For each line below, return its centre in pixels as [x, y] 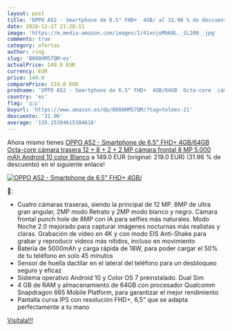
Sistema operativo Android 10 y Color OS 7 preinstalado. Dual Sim [110, 277]
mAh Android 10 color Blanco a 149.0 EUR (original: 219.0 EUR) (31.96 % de [114, 157]
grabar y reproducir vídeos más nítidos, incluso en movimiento [106, 241]
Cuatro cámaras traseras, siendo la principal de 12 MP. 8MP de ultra [114, 204]
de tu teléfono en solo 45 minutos [65, 255]
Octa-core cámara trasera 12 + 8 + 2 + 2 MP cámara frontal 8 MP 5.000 [109, 150]
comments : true [29, 39]
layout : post [26, 13]
